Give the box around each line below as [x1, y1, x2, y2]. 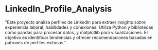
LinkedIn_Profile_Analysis [5, 3, 112, 14]
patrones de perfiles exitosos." [5, 39, 67, 45]
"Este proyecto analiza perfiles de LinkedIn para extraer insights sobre [5, 19, 146, 25]
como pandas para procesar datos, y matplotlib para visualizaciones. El [5, 29, 148, 35]
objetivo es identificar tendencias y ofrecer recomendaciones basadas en [5, 35, 153, 40]
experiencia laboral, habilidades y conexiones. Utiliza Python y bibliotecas [5, 24, 153, 30]
